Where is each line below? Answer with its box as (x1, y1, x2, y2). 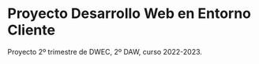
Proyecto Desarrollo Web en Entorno (7, 5, 252, 23)
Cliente (7, 21, 56, 39)
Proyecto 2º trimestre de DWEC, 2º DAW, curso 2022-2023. (7, 47, 203, 56)
